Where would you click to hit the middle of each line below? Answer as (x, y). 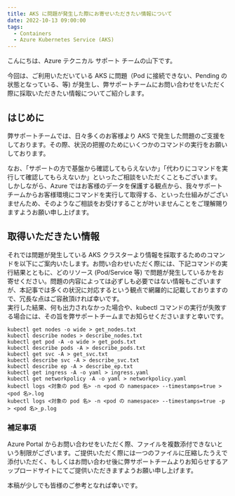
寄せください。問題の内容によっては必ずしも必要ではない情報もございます (115, 281)
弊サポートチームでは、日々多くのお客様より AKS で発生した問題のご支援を (116, 136)
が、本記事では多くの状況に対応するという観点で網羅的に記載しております (115, 289)
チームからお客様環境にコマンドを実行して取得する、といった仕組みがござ (115, 195)
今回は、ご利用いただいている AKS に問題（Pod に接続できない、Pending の (117, 76)
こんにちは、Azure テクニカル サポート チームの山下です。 (92, 61)
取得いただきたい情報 (53, 236)
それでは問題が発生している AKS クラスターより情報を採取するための (107, 254)
